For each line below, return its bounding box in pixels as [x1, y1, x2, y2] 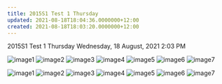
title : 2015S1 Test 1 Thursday [7, 10, 99, 17]
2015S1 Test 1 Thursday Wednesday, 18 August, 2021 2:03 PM [7, 42, 186, 51]
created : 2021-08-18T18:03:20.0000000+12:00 [7, 23, 139, 30]
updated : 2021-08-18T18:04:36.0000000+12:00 [7, 17, 139, 24]
